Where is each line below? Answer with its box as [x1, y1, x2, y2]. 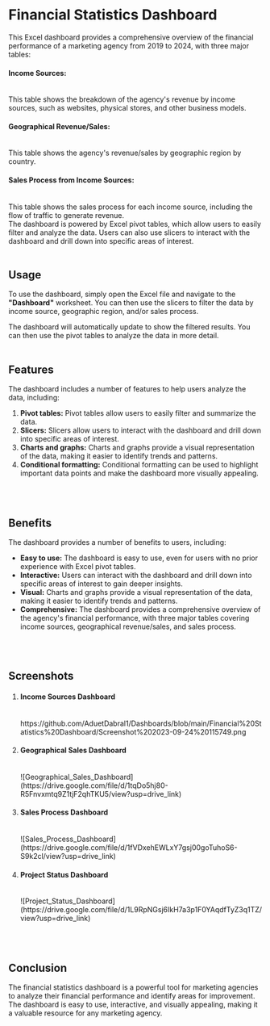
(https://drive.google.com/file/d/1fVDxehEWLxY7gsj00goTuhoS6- [19, 842, 238, 852]
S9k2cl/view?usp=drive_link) [19, 851, 117, 861]
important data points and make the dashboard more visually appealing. [19, 468, 260, 478]
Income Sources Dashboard [19, 692, 115, 701]
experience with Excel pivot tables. [19, 561, 136, 571]
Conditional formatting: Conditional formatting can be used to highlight [19, 460, 259, 470]
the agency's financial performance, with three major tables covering [19, 613, 250, 622]
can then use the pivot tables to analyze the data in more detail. [8, 331, 219, 341]
